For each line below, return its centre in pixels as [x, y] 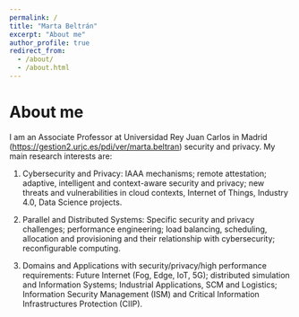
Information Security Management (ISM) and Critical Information [141, 294]
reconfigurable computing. [71, 248]
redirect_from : [38, 51]
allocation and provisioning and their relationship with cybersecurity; [149, 238]
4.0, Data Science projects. [72, 202]
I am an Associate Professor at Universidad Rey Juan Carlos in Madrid [138, 136]
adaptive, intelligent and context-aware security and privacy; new [143, 183]
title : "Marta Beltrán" [54, 26]
